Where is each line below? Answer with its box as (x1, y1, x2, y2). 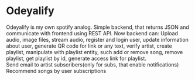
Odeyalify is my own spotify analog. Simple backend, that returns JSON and (6, 24, 189, 31)
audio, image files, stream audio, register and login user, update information (6, 36, 189, 43)
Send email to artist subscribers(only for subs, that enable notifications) (6, 61, 179, 68)
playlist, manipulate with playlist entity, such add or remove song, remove (6, 48, 183, 55)
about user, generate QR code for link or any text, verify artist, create (6, 42, 173, 49)
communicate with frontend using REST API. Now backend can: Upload (6, 29, 179, 36)
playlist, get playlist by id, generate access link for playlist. (6, 55, 146, 62)
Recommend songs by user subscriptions (6, 67, 107, 74)
